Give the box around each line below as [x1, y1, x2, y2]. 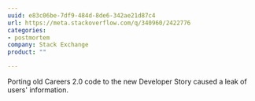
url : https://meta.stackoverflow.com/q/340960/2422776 [7, 19, 191, 27]
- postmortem [7, 33, 50, 42]
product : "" [7, 48, 46, 56]
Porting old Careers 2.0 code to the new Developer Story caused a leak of [7, 77, 247, 86]
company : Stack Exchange [7, 41, 89, 49]
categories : [7, 26, 46, 34]
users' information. [7, 85, 68, 95]
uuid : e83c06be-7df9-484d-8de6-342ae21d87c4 [7, 11, 156, 20]
